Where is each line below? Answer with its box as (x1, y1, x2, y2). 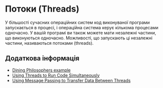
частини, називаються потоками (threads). (5, 40, 94, 46)
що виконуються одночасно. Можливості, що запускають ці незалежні (5, 35, 153, 41)
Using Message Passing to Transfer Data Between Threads (12, 77, 131, 83)
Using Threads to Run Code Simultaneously (12, 72, 100, 78)
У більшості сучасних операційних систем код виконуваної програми (5, 19, 150, 25)
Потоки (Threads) (5, 3, 79, 15)
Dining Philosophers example (12, 67, 71, 73)
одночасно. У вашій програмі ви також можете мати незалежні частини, (5, 30, 157, 35)
